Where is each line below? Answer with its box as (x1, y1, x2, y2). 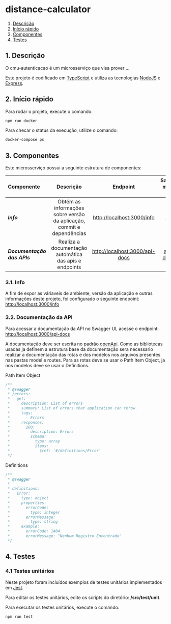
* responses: (7, 420, 44, 425)
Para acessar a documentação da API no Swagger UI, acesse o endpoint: (5, 325, 159, 332)
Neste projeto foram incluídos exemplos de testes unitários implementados (5, 579, 162, 585)
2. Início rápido (5, 95, 53, 104)
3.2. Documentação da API (5, 314, 73, 321)
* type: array (7, 439, 60, 444)
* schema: (7, 434, 47, 439)
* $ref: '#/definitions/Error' (7, 448, 101, 453)
